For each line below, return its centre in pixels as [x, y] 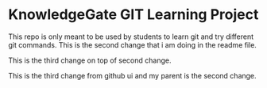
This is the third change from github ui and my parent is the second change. [132, 75]
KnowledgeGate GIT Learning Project [133, 15]
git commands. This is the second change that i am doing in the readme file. [132, 44]
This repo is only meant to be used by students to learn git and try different [131, 36]
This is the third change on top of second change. [90, 60]
